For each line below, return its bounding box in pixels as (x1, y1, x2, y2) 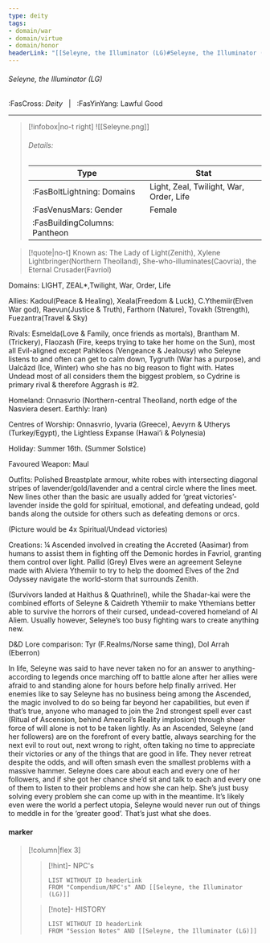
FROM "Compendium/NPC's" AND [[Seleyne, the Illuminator (47, 883, 243, 892)
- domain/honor (8, 42, 59, 50)
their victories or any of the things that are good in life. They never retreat (8, 749, 252, 759)
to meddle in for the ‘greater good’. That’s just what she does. (8, 809, 211, 818)
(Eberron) (8, 648, 40, 658)
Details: (27, 140, 54, 149)
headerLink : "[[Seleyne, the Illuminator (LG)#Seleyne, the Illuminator (8, 49, 257, 57)
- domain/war (8, 27, 52, 35)
